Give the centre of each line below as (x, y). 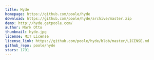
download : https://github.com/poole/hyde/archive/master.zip (68, 18)
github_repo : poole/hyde (30, 45)
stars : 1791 (17, 50)
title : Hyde (17, 9)
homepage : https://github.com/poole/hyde (48, 14)
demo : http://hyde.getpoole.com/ (39, 23)
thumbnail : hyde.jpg (26, 32)
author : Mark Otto (24, 28)
